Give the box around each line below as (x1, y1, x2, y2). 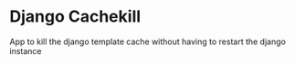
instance (9, 45, 42, 56)
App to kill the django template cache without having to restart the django (9, 36, 286, 47)
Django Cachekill (9, 6, 142, 27)
